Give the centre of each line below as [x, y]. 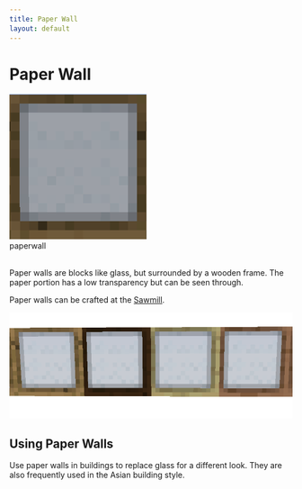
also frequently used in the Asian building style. [98, 475]
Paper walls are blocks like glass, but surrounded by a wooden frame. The [147, 273]
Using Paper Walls [62, 444]
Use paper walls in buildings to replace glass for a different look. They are [146, 466]
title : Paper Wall [44, 19]
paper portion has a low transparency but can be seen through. [127, 283]
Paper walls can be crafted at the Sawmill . [87, 300]
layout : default [40, 28]
